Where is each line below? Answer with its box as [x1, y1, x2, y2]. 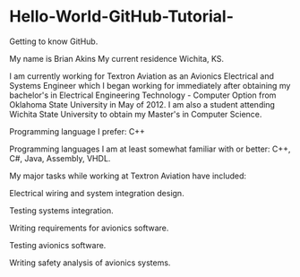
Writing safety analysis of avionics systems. [9, 257, 171, 268]
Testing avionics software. [9, 239, 107, 250]
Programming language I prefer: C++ [9, 126, 146, 136]
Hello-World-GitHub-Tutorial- [9, 6, 235, 27]
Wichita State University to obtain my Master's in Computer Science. [9, 108, 262, 119]
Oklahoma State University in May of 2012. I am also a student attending [9, 99, 276, 109]
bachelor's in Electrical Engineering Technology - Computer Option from [9, 90, 277, 100]
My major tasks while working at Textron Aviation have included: [9, 170, 247, 181]
